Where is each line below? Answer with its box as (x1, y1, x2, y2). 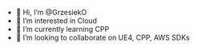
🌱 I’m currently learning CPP (15, 25, 110, 33)
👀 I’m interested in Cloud (15, 16, 98, 25)
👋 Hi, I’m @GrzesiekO (15, 8, 87, 17)
